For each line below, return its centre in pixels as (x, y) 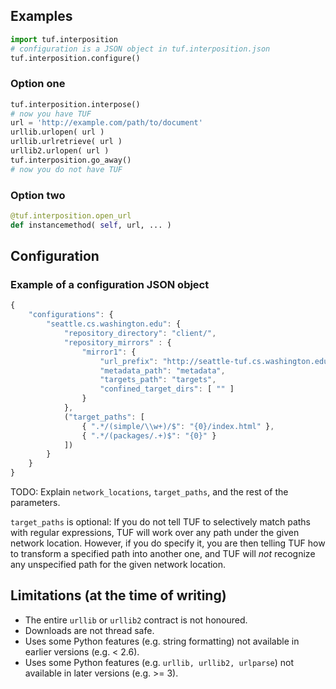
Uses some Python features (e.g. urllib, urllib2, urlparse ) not (159, 662)
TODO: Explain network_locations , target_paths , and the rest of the (149, 492)
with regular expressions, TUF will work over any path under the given (155, 533)
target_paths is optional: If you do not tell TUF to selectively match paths (161, 522)
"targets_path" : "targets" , (158, 380)
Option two (38, 195)
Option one (38, 84)
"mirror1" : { (109, 352)
